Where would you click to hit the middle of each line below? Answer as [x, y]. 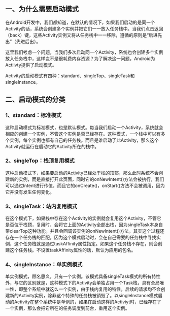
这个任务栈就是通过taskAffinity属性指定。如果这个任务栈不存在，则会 [86, 244]
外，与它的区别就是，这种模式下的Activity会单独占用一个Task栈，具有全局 [82, 283]
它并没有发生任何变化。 [30, 192]
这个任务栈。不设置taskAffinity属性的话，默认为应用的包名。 [73, 250]
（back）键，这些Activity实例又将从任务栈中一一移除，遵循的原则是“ [77, 35]
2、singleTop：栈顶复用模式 [40, 161]
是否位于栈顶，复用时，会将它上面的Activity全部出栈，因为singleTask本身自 [84, 225]
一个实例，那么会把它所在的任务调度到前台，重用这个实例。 [67, 308]
